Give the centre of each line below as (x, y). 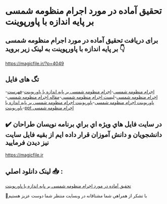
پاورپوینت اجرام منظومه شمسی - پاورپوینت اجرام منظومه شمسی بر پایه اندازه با (80, 102)
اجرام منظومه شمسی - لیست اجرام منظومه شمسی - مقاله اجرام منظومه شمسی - (81, 97)
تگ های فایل (22, 79)
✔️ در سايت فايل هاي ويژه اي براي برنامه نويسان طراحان (84, 124)
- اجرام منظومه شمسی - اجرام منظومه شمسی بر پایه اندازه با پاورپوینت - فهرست (80, 92)
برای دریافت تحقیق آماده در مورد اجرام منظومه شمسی (82, 40)
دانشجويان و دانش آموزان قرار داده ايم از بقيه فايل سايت (84, 135)
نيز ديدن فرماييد (27, 142)
